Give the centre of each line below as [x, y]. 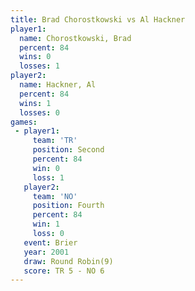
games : [24, 122]
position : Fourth [68, 206]
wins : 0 [35, 57]
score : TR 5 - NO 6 [64, 271]
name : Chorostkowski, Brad [75, 38]
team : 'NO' [55, 196]
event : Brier [50, 242]
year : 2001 [46, 252]
